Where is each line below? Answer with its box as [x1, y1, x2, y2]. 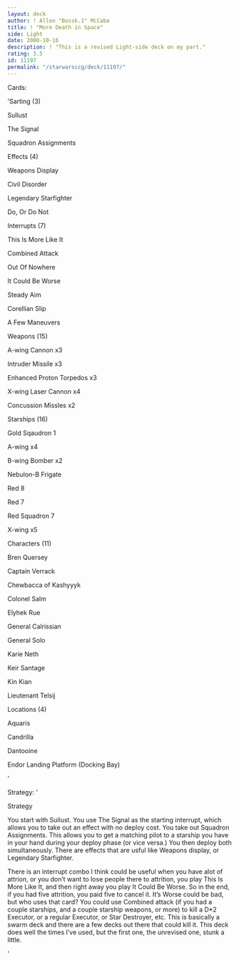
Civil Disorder [7, 180, 48, 188]
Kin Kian [7, 677, 32, 685]
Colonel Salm [7, 594, 46, 603]
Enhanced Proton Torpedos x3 [7, 373, 98, 382]
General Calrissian [7, 622, 62, 630]
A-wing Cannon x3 [7, 345, 63, 354]
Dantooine [7, 746, 38, 755]
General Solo [7, 635, 46, 644]
